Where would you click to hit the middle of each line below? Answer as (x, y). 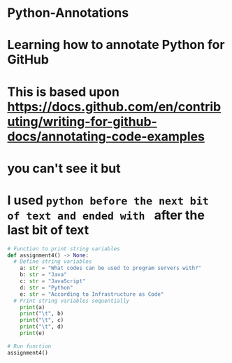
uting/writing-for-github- (82, 121)
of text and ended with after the (106, 215)
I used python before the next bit (108, 200)
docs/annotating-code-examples (106, 136)
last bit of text (48, 230)
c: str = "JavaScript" (53, 281)
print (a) (32, 307)
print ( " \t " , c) (42, 320)
